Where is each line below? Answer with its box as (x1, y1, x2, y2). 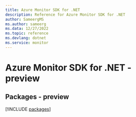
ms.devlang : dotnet (5, 36, 47, 41)
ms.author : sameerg (5, 21, 47, 27)
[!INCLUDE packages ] (5, 106, 51, 112)
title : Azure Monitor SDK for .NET (5, 7, 80, 13)
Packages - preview (5, 93, 69, 101)
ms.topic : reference (5, 31, 49, 36)
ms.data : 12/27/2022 (5, 26, 49, 31)
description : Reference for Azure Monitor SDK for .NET (5, 12, 125, 17)
